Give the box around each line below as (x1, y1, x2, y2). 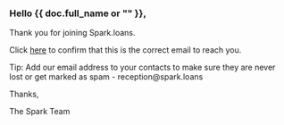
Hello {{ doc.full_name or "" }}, (9, 7, 147, 20)
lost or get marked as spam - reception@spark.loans (9, 71, 204, 82)
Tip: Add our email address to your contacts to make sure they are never (9, 62, 276, 73)
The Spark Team (9, 106, 71, 117)
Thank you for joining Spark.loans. (9, 28, 136, 38)
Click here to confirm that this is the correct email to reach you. (9, 45, 242, 55)
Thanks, (9, 88, 39, 100)
